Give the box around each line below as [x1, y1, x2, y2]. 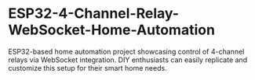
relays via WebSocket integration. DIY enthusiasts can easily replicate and [8, 55, 248, 64]
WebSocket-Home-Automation [8, 21, 216, 39]
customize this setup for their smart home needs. [8, 63, 167, 72]
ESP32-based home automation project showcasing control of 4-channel [8, 47, 245, 56]
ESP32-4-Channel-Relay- [8, 5, 179, 23]
